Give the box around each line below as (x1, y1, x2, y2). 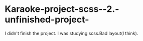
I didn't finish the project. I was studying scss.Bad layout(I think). (5, 30, 138, 36)
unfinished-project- (5, 14, 89, 25)
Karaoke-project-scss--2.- (5, 3, 119, 15)
